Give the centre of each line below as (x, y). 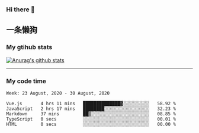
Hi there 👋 (21, 9)
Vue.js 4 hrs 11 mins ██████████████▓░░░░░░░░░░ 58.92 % (91, 103)
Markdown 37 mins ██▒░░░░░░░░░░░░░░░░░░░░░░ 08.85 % (91, 114)
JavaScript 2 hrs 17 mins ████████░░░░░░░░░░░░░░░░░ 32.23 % (91, 109)
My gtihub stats (29, 47)
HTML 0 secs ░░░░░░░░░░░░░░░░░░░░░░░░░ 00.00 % (91, 124)
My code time (26, 81)
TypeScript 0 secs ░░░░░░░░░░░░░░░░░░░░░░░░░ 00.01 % (91, 119)
